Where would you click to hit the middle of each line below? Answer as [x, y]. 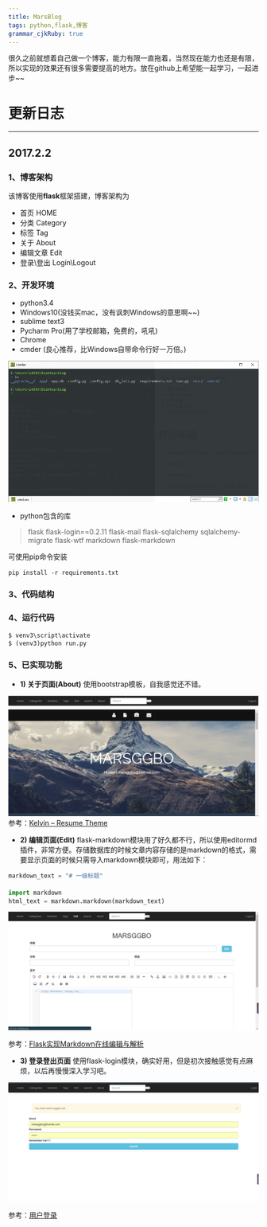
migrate [40, 541]
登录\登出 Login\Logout [58, 262]
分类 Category [43, 223]
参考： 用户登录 [33, 1215]
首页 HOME [38, 213]
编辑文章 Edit [41, 252]
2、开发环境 [31, 285]
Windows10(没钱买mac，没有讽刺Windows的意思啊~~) [110, 313]
